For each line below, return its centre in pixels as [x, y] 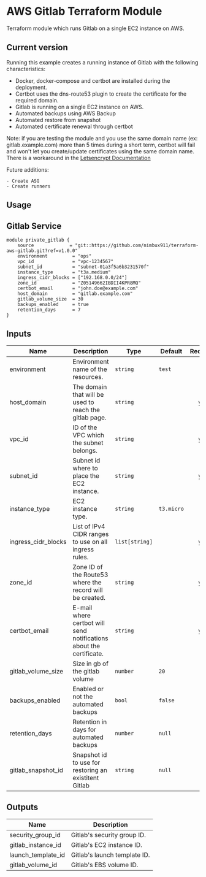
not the [83, 696]
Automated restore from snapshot [58, 120]
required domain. [37, 100]
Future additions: [28, 169]
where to [85, 468]
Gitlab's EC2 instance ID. [107, 844]
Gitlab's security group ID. [108, 835]
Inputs [19, 334]
